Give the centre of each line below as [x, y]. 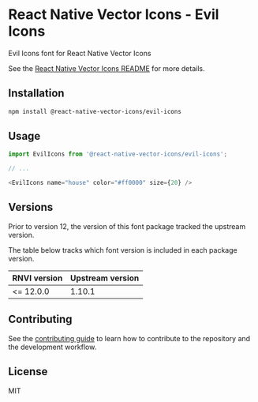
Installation [36, 94]
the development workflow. [52, 347]
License [28, 372]
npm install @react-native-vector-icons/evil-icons [95, 111]
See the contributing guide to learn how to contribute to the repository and [129, 338]
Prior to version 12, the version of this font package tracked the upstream [127, 226]
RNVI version [37, 278]
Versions [31, 207]
